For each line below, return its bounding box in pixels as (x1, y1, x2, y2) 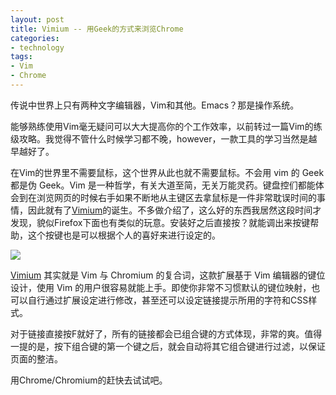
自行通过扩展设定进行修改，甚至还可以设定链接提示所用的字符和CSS (27, 294, 309, 306)
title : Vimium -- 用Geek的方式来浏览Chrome (10, 24, 184, 34)
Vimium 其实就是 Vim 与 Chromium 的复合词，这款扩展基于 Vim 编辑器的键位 (10, 269, 326, 281)
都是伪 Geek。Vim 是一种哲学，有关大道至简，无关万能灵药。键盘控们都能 (10, 179, 316, 191)
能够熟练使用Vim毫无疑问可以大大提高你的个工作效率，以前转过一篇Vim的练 (10, 120, 323, 132)
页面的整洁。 (10, 352, 63, 365)
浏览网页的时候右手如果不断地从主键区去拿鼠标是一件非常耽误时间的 (36, 191, 317, 203)
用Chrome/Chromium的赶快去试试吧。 (10, 374, 168, 386)
